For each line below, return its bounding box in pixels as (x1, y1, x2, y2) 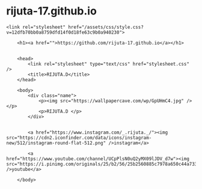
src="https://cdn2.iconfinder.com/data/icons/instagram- (6, 134, 152, 141)
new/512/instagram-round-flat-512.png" (6, 140, 106, 146)
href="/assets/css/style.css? (68, 24, 144, 30)
